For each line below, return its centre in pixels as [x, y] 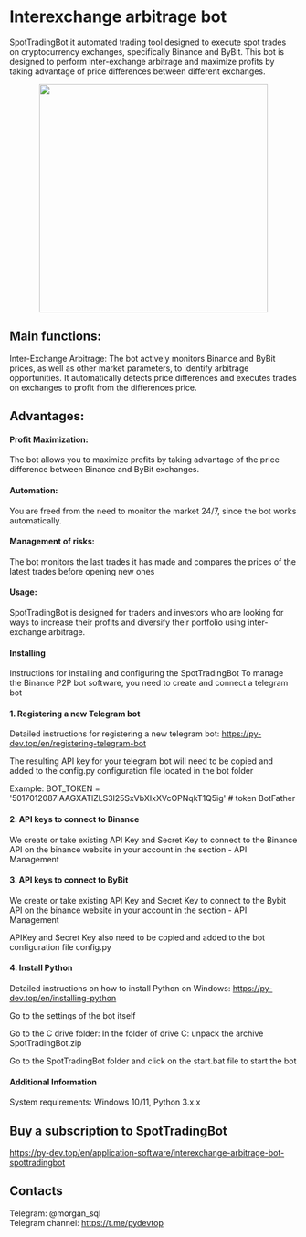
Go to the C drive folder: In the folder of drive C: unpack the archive [137, 1033]
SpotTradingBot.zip [46, 1042]
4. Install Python [41, 968]
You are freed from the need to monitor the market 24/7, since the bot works [153, 511]
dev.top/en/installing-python [63, 998]
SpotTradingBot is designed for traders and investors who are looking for [147, 612]
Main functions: [56, 337]
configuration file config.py [60, 946]
